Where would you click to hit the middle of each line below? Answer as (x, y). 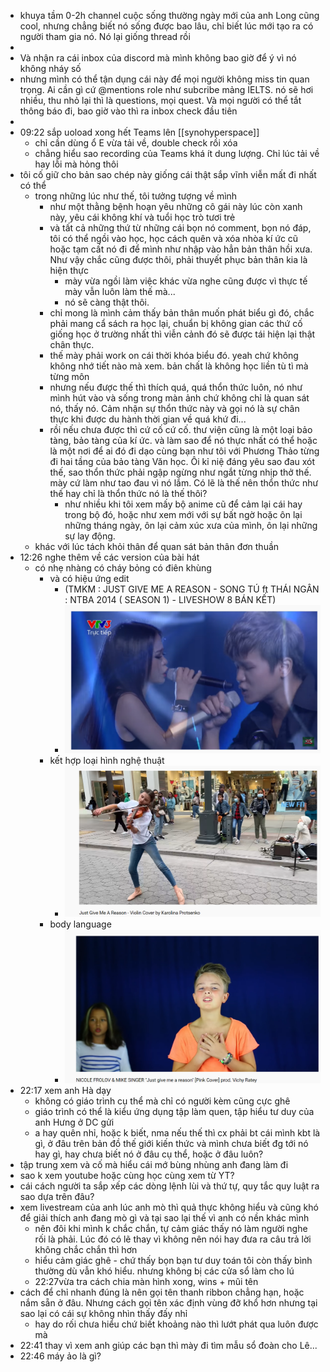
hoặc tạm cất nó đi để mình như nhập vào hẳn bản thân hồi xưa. (181, 249)
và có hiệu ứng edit (89, 578)
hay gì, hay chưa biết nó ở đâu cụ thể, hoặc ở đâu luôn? (149, 1154)
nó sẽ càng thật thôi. (107, 302)
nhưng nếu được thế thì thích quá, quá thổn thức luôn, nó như (176, 387)
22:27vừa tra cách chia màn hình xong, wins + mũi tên (146, 1282)
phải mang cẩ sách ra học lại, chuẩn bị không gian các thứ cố (176, 323)
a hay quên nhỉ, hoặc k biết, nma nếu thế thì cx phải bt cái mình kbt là (177, 1133)
